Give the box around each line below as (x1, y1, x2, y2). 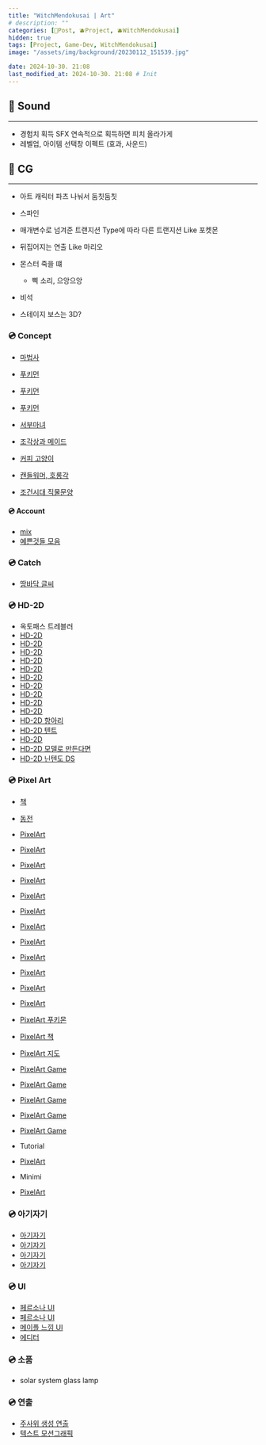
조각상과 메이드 (19, 437, 67, 446)
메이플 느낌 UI (19, 1323, 63, 1332)
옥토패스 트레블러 (19, 621, 74, 631)
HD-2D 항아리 (19, 716, 64, 725)
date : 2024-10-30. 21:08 (8, 63, 90, 71)
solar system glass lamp (19, 1375, 99, 1385)
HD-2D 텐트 (19, 726, 58, 736)
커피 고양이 (19, 453, 55, 463)
